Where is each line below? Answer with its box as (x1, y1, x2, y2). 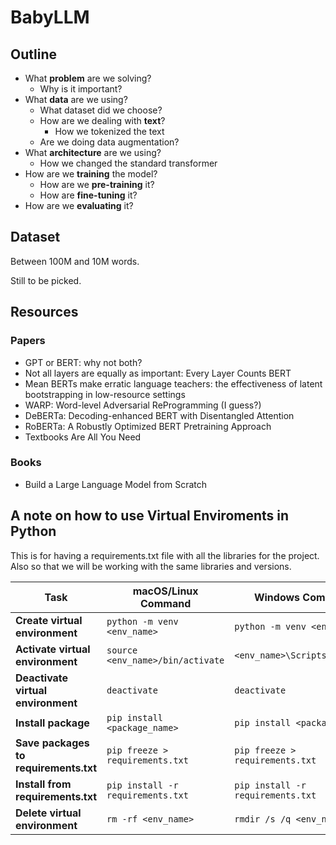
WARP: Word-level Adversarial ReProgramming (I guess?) (24, 399, 262, 411)
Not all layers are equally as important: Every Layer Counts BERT (24, 367, 292, 379)
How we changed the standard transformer (39, 157, 218, 169)
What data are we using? (24, 94, 128, 105)
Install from (15, 777, 72, 791)
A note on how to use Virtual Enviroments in (10, 507, 290, 525)
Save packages (15, 736, 90, 750)
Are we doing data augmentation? (39, 136, 180, 148)
